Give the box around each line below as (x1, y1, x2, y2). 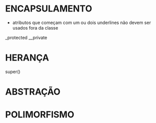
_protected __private (5, 34, 48, 40)
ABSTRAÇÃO (5, 86, 61, 97)
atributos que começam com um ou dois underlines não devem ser (12, 19, 151, 25)
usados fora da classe (12, 24, 59, 30)
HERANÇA (5, 52, 49, 63)
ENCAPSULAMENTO (5, 3, 92, 14)
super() (5, 68, 21, 74)
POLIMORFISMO (5, 109, 74, 120)
